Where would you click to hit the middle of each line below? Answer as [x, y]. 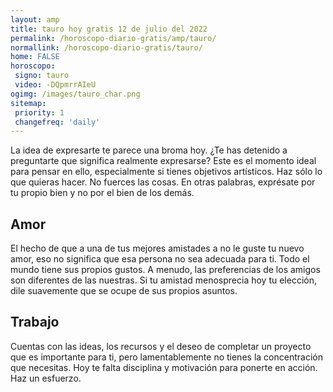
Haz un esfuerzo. [46, 378]
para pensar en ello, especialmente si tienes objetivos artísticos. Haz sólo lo [166, 172]
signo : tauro [42, 76]
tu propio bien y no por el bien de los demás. [102, 193]
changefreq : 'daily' [57, 122]
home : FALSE [35, 57]
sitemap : [28, 103]
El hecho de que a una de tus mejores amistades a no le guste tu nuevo [157, 248]
